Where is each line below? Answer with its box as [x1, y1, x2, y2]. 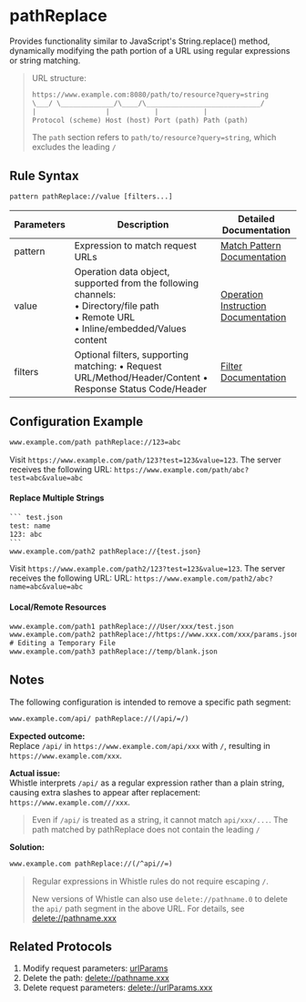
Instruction [219, 299, 267, 312]
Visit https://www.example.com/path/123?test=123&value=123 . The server [9, 454, 281, 465]
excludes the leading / [31, 142, 117, 153]
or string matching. [9, 55, 81, 66]
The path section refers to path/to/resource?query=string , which [31, 132, 277, 143]
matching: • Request [74, 360, 162, 373]
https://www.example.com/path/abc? [113, 465, 250, 474]
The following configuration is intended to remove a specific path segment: [9, 696, 291, 707]
